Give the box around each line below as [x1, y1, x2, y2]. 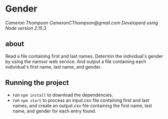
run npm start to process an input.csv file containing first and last [12, 97, 149, 103]
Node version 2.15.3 [5, 25, 47, 31]
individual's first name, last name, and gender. [5, 64, 102, 70]
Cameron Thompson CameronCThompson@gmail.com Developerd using [5, 20, 158, 26]
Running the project [5, 79, 69, 87]
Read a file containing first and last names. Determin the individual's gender [5, 53, 163, 59]
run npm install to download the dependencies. [12, 92, 113, 98]
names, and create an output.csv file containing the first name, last [12, 102, 152, 108]
